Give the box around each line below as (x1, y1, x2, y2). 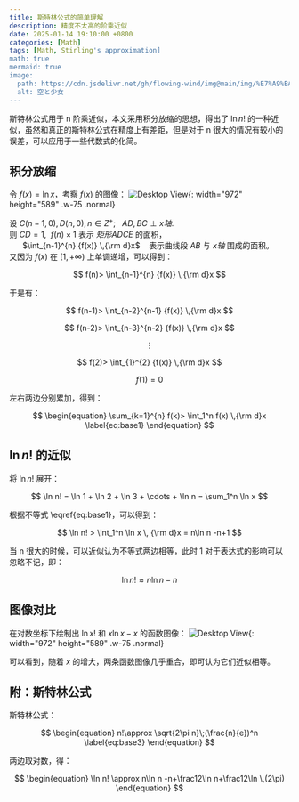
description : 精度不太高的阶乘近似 (9, 21, 127, 30)
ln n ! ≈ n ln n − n (121, 574, 178, 585)
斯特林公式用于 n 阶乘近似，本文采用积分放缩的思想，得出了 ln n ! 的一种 (9, 113, 271, 124)
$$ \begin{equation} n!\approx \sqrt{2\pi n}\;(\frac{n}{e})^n (40, 727, 259, 739)
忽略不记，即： (9, 556, 64, 567)
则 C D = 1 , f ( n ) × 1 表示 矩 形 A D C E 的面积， (9, 229, 167, 239)
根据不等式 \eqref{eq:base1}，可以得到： (9, 509, 158, 520)
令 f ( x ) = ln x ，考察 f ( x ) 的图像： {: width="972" (9, 189, 243, 200)
